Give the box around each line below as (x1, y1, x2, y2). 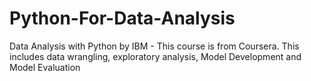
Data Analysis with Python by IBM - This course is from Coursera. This (9, 40, 300, 52)
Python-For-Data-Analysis (9, 7, 236, 30)
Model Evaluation (9, 61, 81, 73)
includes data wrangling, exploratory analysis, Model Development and (9, 50, 302, 62)
